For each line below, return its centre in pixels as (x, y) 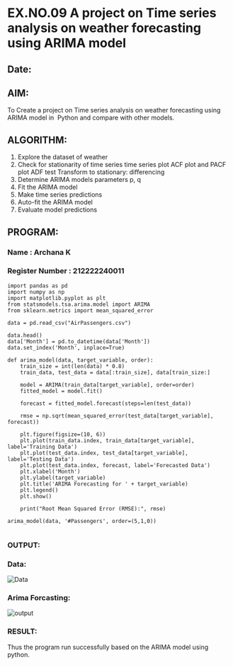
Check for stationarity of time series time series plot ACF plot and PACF (122, 165)
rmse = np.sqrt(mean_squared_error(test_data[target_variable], (117, 415)
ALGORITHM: (37, 140)
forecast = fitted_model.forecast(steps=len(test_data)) (106, 403)
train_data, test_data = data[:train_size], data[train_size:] (115, 372)
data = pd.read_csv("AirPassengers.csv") (69, 323)
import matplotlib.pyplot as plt (57, 298)
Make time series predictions (60, 195)
